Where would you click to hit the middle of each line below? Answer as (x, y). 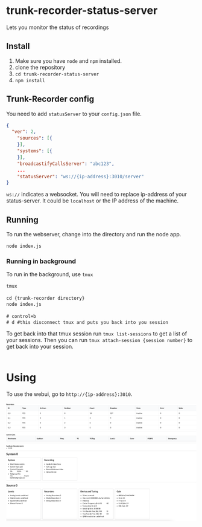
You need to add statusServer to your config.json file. (74, 114)
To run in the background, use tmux (50, 274)
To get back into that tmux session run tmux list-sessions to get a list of (97, 334)
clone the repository (40, 67)
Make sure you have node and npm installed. (68, 60)
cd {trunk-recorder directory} (46, 299)
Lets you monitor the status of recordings (58, 27)
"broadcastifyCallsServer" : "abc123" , (66, 164)
